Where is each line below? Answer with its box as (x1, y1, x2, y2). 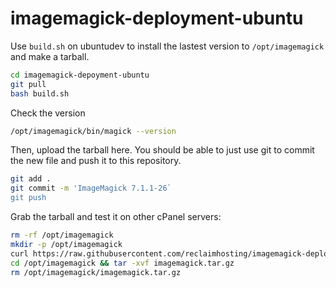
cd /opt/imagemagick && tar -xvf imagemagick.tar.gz (10, 258, 235, 268)
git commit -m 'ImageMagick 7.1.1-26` (10, 183, 172, 194)
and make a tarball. (10, 50, 90, 62)
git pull (10, 79, 47, 89)
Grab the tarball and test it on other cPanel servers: (10, 211, 222, 223)
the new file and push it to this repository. (10, 155, 182, 167)
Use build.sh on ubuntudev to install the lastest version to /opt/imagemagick (10, 40, 325, 52)
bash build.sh (10, 88, 70, 99)
